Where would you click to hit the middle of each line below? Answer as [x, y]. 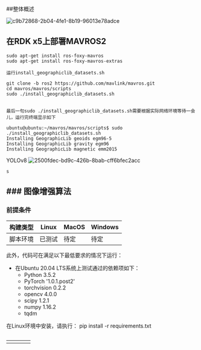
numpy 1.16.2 [40, 306]
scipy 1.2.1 [37, 300]
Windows [105, 227]
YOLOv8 [17, 160]
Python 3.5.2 [40, 274]
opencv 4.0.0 [40, 294]
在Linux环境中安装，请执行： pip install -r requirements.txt [79, 326]
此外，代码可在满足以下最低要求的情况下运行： [64, 255]
